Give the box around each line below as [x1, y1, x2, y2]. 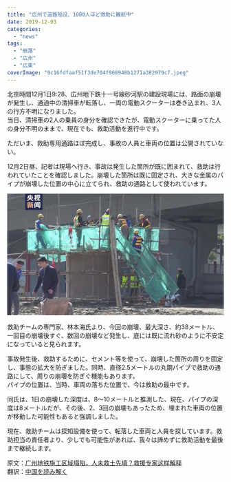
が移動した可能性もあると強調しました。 [7, 412, 122, 421]
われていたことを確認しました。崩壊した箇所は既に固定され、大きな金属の [7, 171, 218, 179]
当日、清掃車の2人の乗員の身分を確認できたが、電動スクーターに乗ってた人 [7, 116, 221, 124]
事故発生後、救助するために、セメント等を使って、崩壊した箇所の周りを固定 [7, 355, 223, 363]
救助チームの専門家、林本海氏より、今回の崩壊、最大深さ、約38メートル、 [7, 323, 219, 331]
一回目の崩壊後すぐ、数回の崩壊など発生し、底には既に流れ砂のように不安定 [7, 331, 224, 340]
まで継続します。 [7, 444, 55, 452]
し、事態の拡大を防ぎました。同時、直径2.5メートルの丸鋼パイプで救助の [7, 364, 215, 372]
